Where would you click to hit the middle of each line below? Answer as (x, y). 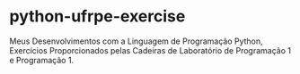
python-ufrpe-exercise (97, 16)
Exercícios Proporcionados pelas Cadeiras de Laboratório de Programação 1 (150, 50)
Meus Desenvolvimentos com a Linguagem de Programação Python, (136, 41)
